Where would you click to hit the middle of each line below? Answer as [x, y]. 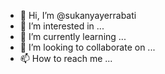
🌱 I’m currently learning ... [73, 36]
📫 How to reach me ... [66, 58]
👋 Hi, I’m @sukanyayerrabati [78, 15]
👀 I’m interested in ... [62, 26]
